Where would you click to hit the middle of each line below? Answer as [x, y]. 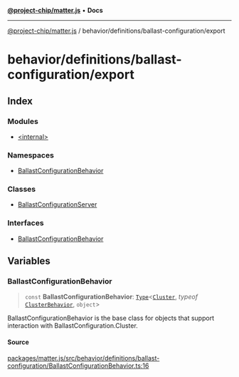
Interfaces [26, 223]
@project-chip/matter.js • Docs [55, 10]
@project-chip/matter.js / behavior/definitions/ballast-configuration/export [116, 31]
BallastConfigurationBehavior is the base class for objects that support [111, 318]
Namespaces [31, 155]
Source [18, 342]
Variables [29, 261]
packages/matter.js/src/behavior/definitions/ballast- [84, 358]
